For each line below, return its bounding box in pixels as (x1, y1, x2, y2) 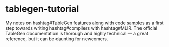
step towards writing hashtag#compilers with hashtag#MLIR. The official (5, 25, 158, 31)
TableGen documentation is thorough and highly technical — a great (5, 30, 149, 36)
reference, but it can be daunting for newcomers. (5, 36, 108, 42)
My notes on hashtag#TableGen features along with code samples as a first (5, 20, 164, 26)
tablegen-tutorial (5, 3, 79, 15)
